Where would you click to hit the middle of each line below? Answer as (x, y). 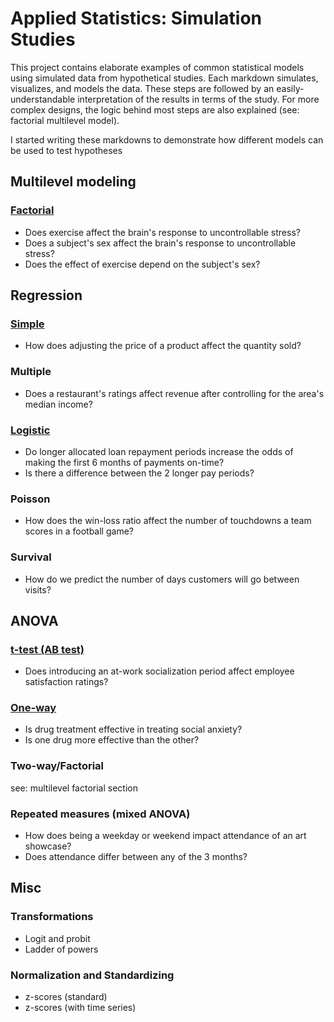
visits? (38, 589)
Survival (31, 557)
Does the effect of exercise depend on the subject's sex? (142, 264)
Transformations (52, 917)
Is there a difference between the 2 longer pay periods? (139, 473)
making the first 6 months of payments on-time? (124, 462)
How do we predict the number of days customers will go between (162, 579)
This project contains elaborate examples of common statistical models (157, 67)
